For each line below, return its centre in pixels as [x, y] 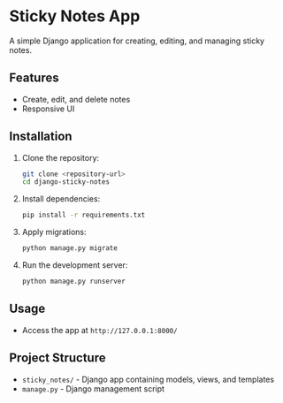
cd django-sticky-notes [66, 182]
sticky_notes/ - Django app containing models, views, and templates [148, 379]
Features [34, 78]
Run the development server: [75, 265]
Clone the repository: [61, 157]
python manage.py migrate [69, 248]
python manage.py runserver [73, 281]
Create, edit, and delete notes [76, 99]
